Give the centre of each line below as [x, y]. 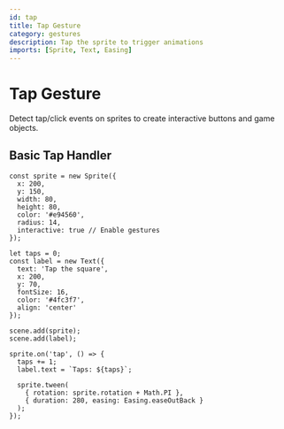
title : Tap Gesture [45, 26]
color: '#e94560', [51, 214]
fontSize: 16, [43, 292]
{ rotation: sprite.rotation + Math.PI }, [104, 393]
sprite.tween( [43, 385]
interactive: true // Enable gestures [89, 230]
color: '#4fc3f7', [51, 300]
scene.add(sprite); [45, 331]
